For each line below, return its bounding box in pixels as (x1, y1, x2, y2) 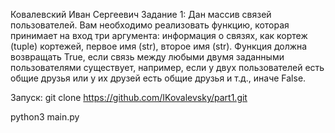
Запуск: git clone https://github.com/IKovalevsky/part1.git (10, 92, 248, 103)
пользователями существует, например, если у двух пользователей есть (10, 62, 325, 73)
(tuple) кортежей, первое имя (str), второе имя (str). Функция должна (10, 40, 308, 52)
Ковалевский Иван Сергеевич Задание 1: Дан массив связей (10, 9, 272, 20)
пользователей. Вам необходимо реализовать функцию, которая (10, 19, 290, 31)
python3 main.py (10, 111, 80, 123)
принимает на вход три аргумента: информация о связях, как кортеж (10, 30, 308, 41)
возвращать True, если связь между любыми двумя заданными (10, 51, 285, 63)
